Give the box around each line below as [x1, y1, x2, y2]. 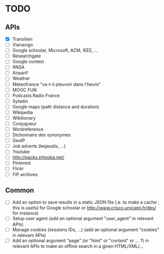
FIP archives [12, 171, 38, 177]
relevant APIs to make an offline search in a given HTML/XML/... [12, 243, 144, 249]
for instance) [12, 210, 39, 216]
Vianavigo [12, 42, 33, 48]
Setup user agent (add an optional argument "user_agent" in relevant [12, 216, 154, 222]
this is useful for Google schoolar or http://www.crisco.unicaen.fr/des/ [12, 205, 157, 211]
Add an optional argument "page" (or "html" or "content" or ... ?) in [12, 238, 149, 244]
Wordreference [12, 126, 44, 132]
